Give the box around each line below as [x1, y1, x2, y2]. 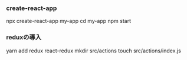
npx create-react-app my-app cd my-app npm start [6, 18, 132, 25]
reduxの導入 [6, 34, 42, 42]
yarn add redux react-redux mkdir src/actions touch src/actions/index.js [6, 47, 181, 54]
